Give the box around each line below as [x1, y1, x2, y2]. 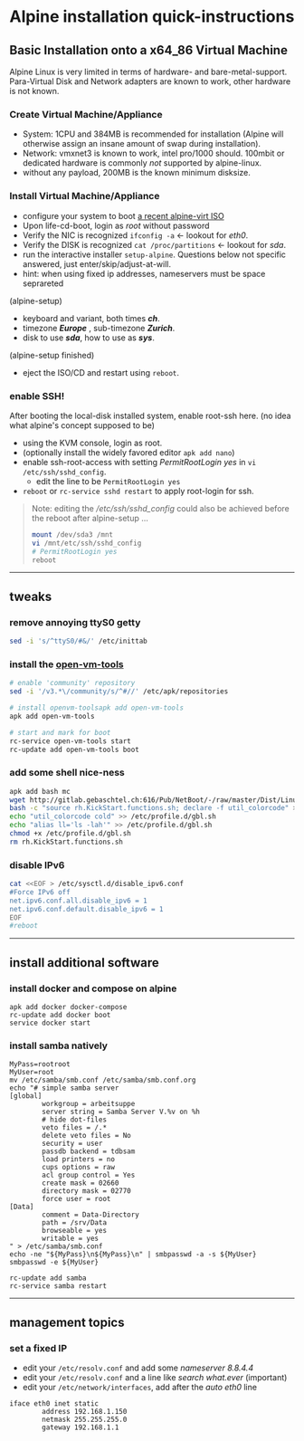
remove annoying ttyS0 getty [9, 616, 141, 628]
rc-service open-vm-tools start [9, 736, 131, 746]
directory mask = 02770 [42, 1187, 131, 1196]
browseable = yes [42, 1226, 107, 1236]
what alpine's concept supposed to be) [9, 419, 156, 431]
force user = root [42, 1195, 111, 1204]
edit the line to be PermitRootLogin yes [35, 475, 181, 486]
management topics [9, 1314, 125, 1330]
